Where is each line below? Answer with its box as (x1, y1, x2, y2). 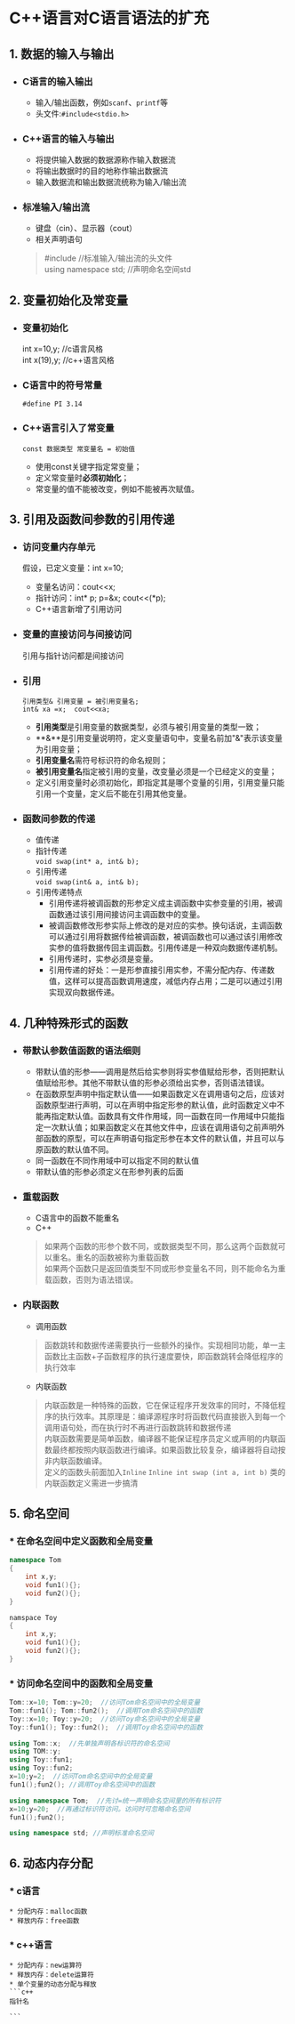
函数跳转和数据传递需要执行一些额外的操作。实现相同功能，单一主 (44, 1340, 286, 1351)
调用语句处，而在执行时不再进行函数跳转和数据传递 (44, 1422, 232, 1432)
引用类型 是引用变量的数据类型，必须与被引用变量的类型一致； (35, 722, 262, 732)
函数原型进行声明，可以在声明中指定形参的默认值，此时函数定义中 (35, 1100, 277, 1110)
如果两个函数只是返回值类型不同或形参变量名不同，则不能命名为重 (44, 1263, 286, 1274)
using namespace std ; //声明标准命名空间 (9, 1829, 154, 1838)
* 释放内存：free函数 (9, 1916, 80, 1926)
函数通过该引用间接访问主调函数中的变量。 (48, 909, 205, 920)
